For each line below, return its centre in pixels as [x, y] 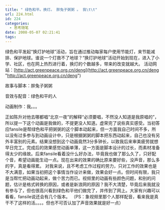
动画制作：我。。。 [22, 106]
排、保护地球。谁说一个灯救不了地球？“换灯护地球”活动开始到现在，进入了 [80, 57]
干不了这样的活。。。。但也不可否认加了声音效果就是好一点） [64, 203]
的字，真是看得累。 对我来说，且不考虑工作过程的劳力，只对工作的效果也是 [81, 166]
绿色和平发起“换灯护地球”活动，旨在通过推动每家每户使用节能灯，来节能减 [80, 52]
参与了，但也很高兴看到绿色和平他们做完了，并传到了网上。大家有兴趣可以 [84, 190]
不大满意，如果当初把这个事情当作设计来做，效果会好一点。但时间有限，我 [80, 172]
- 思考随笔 [19, 28]
